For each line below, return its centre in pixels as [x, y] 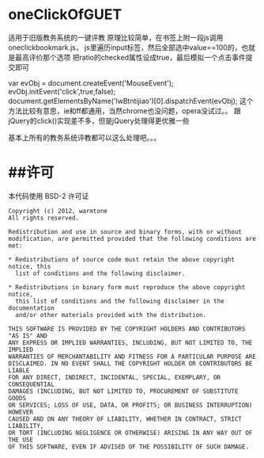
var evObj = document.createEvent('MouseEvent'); [91, 83]
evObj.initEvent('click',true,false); [62, 91]
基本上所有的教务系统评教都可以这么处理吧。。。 [84, 137]
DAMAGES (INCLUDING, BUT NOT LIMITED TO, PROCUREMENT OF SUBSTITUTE [123, 391]
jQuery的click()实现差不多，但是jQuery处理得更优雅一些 [99, 120]
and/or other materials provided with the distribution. [111, 315]
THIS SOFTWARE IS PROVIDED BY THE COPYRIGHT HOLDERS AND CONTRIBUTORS [127, 329]
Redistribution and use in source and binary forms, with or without [125, 231]
